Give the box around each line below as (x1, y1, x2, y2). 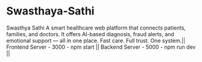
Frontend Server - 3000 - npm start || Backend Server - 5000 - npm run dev (6, 43, 196, 51)
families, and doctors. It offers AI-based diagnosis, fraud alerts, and (6, 30, 175, 37)
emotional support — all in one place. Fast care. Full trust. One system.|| (6, 37, 186, 44)
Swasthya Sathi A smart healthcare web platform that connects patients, (6, 24, 186, 31)
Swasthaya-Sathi (6, 4, 95, 18)
